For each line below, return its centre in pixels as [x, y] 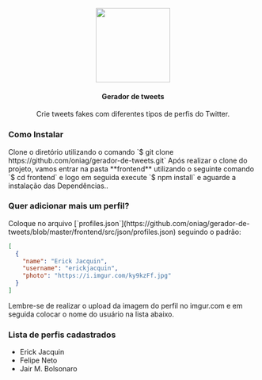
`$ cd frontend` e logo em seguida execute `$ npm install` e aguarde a [122, 177]
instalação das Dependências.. [58, 186]
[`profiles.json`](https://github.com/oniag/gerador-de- [162, 223]
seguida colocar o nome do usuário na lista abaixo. [91, 314]
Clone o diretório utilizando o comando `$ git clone [91, 152]
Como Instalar [36, 135]
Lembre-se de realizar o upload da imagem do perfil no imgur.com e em [125, 305]
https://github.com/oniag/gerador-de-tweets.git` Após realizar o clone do [128, 160]
